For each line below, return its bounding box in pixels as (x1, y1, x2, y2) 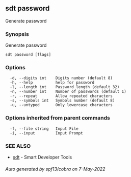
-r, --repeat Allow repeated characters (10, 93, 113, 99)
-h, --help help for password (10, 80, 95, 85)
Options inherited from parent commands (5, 114, 111, 122)
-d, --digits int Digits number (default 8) (10, 75, 113, 81)
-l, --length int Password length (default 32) (10, 85, 120, 90)
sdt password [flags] (5, 52, 51, 57)
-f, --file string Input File (10, 126, 79, 131)
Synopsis (5, 30, 29, 37)
